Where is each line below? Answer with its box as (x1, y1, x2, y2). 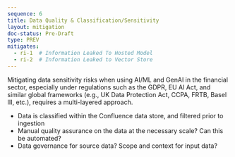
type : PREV (7, 37, 40, 44)
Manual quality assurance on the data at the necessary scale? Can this (17, 126, 224, 134)
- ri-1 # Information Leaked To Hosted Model (13, 50, 153, 57)
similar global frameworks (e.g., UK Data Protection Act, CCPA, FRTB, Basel (7, 90, 227, 99)
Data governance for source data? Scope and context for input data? (17, 142, 217, 150)
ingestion (17, 119, 45, 127)
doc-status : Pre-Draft (7, 30, 74, 37)
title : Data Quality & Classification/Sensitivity (7, 17, 159, 24)
